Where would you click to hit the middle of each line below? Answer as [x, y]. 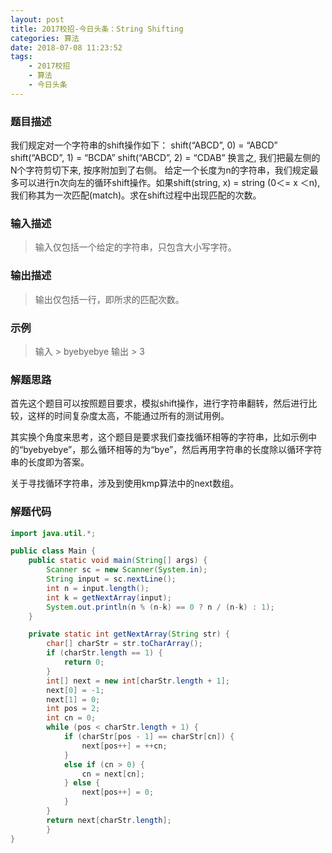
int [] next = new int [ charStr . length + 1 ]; [138, 681]
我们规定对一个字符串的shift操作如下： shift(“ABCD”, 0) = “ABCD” [144, 145]
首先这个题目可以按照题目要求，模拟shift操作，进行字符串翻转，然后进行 [159, 403]
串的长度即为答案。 [50, 462]
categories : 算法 [45, 38]
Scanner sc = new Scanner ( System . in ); [127, 570]
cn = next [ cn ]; [113, 774]
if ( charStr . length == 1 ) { [104, 653]
